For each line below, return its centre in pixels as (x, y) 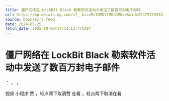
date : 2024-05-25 (23, 24)
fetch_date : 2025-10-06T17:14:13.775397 (48, 29)
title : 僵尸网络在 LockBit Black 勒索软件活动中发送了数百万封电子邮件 (73, 10)
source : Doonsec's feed (30, 19)
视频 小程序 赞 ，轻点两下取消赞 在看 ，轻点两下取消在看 (63, 93)
